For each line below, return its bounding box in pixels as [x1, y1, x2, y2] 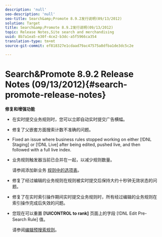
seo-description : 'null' [5, 12, 55, 17]
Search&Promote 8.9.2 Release [5, 69, 134, 79]
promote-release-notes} [5, 89, 106, 100]
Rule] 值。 [27, 216, 48, 222]
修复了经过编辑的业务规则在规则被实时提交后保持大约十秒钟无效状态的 [12, 177, 153, 183]
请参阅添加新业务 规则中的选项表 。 [12, 167, 82, 173]
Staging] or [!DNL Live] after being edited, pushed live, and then [12, 142, 141, 147]
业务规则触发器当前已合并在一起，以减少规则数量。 [12, 157, 115, 163]
